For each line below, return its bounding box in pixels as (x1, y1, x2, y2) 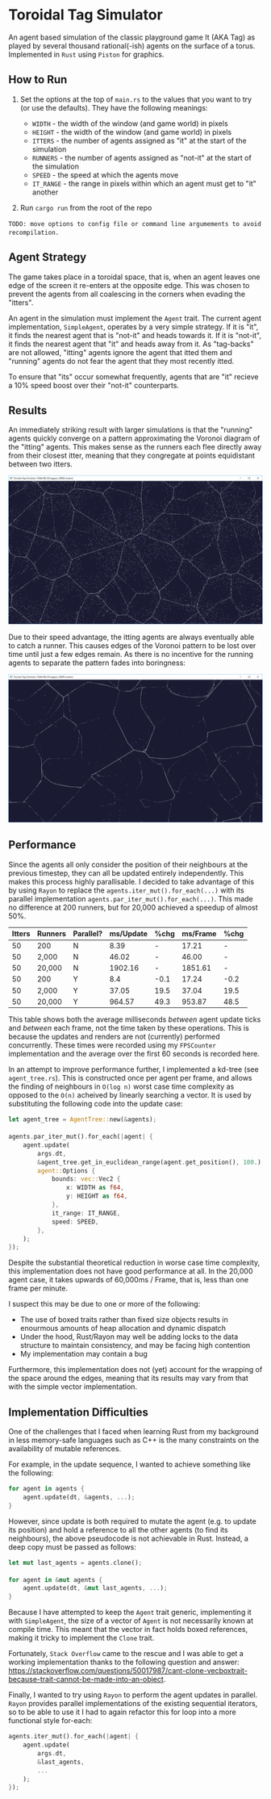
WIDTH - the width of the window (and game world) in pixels (31, 119, 228, 128)
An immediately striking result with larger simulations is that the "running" (8, 425, 252, 435)
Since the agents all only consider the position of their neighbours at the (8, 860, 248, 869)
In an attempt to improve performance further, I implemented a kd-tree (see (8, 1065, 260, 1074)
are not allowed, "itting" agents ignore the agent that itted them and (8, 347, 232, 357)
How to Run (8, 73, 68, 86)
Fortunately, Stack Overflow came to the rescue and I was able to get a (8, 1649, 244, 1659)
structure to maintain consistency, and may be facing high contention (19, 1341, 251, 1350)
